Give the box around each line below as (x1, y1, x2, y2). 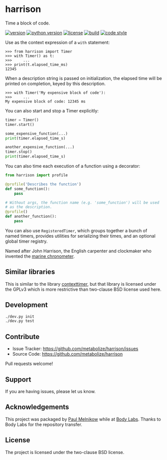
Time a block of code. (5, 20, 50, 26)
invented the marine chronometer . (5, 253, 75, 259)
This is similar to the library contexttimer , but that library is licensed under (5, 281, 157, 287)
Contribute (5, 332, 40, 341)
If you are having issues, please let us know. (5, 388, 96, 394)
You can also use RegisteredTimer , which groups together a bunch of (5, 227, 148, 233)
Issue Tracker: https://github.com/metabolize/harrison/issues (12, 346, 139, 352)
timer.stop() (5, 149, 32, 154)
